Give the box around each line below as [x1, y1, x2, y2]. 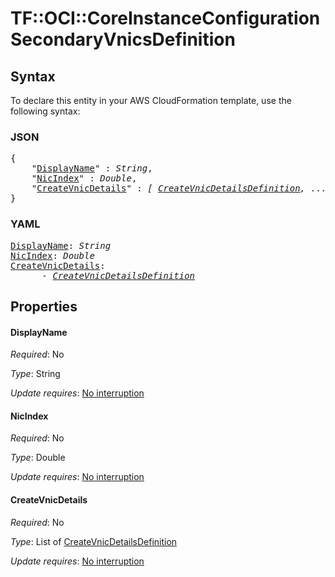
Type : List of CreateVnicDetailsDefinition [10, 535, 178, 547]
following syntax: [10, 105, 81, 117]
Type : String [10, 368, 61, 380]
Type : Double [10, 452, 66, 464]
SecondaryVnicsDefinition [10, 28, 236, 51]
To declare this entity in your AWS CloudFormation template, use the [10, 95, 292, 106]
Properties [10, 298, 78, 315]
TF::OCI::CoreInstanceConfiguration [10, 7, 321, 30]
